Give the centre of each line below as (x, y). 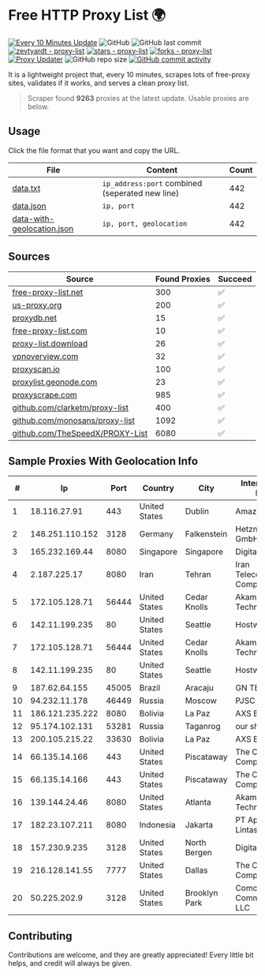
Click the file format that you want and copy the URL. (94, 150)
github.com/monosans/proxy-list (74, 421)
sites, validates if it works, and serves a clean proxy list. (99, 83)
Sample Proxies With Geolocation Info (103, 461)
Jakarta (199, 825)
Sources (29, 257)
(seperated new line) (141, 193)
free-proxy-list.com (50, 331)
